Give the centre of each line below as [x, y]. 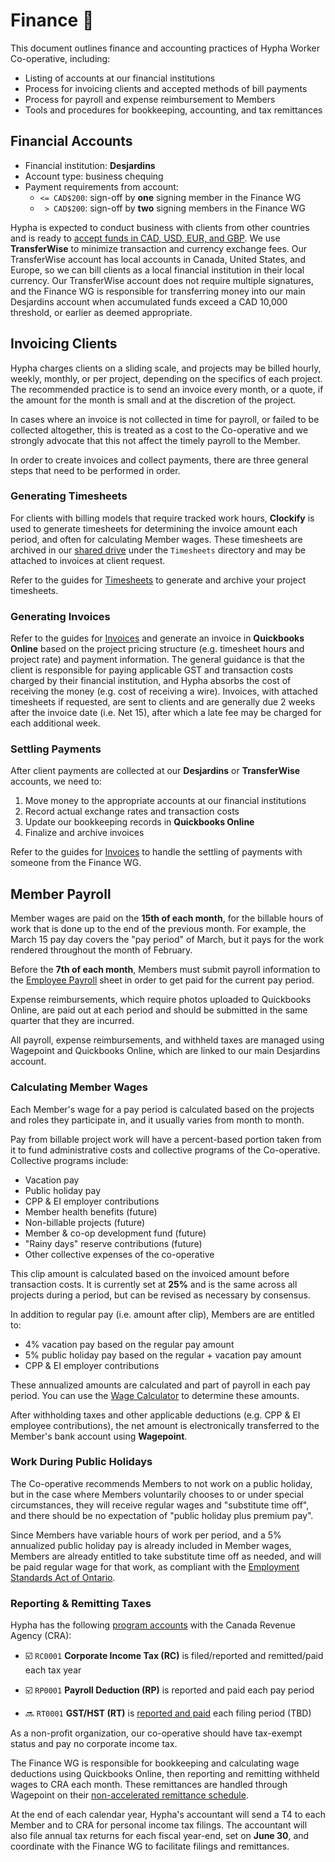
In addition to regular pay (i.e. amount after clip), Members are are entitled [162, 1314]
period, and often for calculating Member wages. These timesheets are [156, 539]
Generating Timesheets [69, 496]
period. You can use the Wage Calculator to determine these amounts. [155, 1395]
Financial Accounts [71, 141]
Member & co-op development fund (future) [115, 1233]
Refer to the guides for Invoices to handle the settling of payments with [156, 852]
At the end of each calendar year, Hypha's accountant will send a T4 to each [168, 1815]
